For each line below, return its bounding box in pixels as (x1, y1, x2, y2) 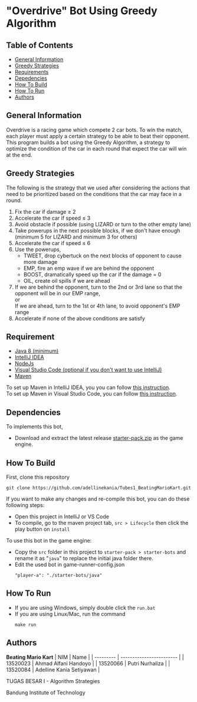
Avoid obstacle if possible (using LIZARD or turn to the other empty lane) (14, 220, 192, 228)
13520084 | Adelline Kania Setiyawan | (6, 666, 100, 673)
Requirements (14, 68, 49, 75)
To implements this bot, (6, 423, 63, 430)
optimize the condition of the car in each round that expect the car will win (6, 145, 187, 152)
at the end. (6, 151, 32, 158)
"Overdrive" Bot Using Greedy (6, 4, 157, 18)
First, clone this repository (6, 474, 70, 481)
